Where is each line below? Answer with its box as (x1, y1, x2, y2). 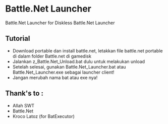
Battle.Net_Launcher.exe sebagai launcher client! (12, 69, 115, 75)
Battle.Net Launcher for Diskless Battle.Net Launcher (5, 20, 115, 26)
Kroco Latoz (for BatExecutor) (12, 113, 75, 119)
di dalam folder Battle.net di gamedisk (12, 53, 92, 59)
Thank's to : (5, 89, 44, 98)
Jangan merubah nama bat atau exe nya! (12, 74, 98, 81)
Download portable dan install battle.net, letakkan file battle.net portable (12, 47, 163, 53)
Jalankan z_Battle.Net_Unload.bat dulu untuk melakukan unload (12, 58, 145, 65)
